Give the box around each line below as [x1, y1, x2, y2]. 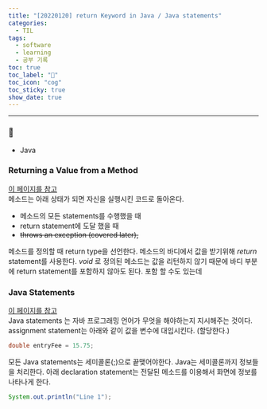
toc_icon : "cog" [8, 78, 62, 86]
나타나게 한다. [8, 377, 52, 387]
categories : [8, 19, 48, 27]
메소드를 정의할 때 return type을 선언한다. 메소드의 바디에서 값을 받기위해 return [8, 246, 257, 256]
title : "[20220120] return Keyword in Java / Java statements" [8, 11, 222, 20]
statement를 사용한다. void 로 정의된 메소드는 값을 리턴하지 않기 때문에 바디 [8, 256, 244, 265]
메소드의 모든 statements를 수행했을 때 [19, 210, 141, 220]
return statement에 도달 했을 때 [19, 221, 119, 230]
